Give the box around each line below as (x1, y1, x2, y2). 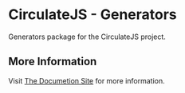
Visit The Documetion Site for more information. (8, 76, 165, 85)
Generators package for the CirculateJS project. (8, 32, 166, 41)
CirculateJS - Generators (8, 6, 177, 24)
